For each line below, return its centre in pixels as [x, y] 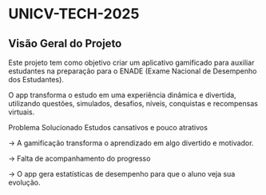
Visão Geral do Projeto [65, 44]
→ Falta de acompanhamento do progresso [79, 158]
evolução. [24, 182]
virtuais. [22, 112]
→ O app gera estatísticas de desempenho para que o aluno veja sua [122, 174]
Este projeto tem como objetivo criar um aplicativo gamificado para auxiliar [131, 62]
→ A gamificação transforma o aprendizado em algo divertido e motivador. [131, 143]
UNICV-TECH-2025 [74, 14]
